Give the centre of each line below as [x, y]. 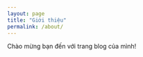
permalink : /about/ [35, 26]
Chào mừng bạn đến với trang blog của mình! [72, 47]
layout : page [26, 14]
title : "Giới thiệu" [37, 20]
